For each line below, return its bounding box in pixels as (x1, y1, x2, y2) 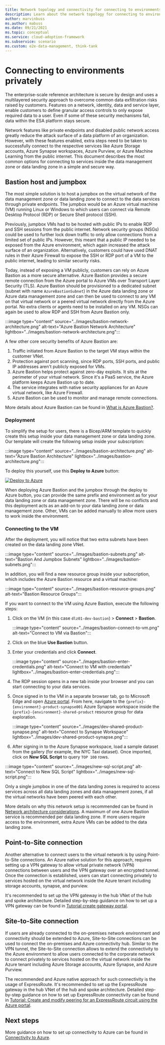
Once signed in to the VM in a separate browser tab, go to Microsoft (12, 693, 150, 699)
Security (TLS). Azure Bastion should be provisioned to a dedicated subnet (5, 283, 157, 289)
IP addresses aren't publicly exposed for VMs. (12, 364, 106, 370)
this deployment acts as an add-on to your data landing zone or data (5, 502, 144, 508)
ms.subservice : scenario (5, 39, 56, 44)
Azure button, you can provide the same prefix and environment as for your (5, 492, 158, 498)
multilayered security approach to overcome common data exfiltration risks (5, 97, 157, 103)
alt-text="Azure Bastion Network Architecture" (41, 324, 136, 330)
